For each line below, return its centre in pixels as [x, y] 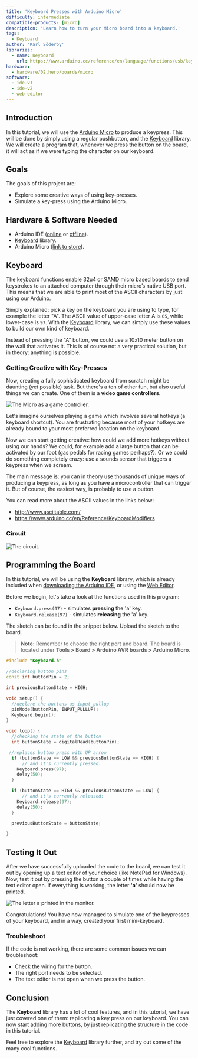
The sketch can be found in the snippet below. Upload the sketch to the [93, 626]
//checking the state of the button [56, 737]
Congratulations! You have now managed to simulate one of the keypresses [98, 915]
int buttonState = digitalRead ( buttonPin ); [65, 742]
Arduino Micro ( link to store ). [49, 247]
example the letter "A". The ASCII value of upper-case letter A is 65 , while [95, 316]
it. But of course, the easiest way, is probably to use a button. [80, 489]
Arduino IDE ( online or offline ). [51, 234]
